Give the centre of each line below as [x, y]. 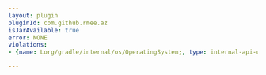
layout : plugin [33, 15]
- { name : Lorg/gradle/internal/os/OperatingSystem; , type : [108, 52]
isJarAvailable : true [44, 30]
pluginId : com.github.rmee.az [58, 23]
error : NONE [28, 37]
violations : [28, 45]
